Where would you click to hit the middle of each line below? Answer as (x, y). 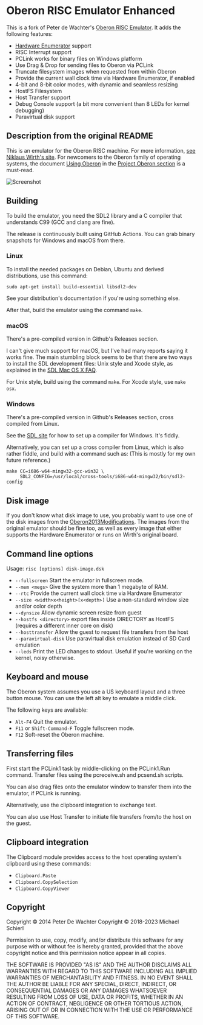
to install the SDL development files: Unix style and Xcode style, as (90, 364)
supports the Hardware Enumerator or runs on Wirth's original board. (92, 535)
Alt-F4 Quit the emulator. (46, 721)
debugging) (29, 110)
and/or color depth (38, 606)
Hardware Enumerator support (53, 46)
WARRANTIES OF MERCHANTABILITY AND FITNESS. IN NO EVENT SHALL (100, 978)
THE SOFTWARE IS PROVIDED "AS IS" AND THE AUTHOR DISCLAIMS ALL (99, 965)
